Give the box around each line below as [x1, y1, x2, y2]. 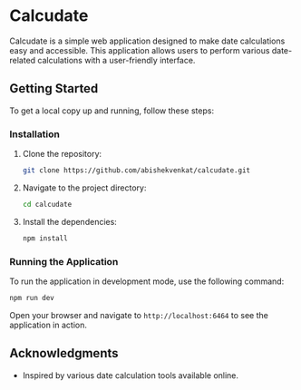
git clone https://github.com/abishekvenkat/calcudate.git [22, 166, 251, 175]
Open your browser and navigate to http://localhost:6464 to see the [9, 309, 269, 320]
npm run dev [9, 293, 54, 302]
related [9, 54, 36, 65]
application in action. [9, 319, 88, 330]
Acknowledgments [9, 346, 120, 361]
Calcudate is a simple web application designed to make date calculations [9, 35, 286, 46]
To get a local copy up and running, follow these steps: [9, 105, 215, 116]
